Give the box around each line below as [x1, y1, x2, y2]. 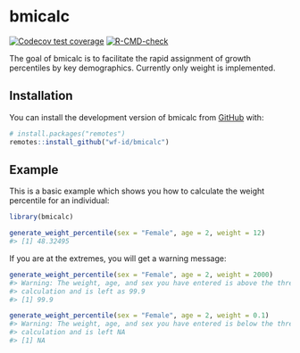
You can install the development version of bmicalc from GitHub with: [9, 111, 264, 122]
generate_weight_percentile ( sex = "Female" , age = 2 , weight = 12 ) [9, 229, 266, 238]
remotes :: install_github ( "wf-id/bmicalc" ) [9, 137, 170, 146]
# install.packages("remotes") [9, 129, 126, 138]
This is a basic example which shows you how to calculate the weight [9, 185, 265, 197]
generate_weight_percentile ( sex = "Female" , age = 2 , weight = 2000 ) [9, 270, 274, 279]
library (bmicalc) [9, 212, 74, 222]
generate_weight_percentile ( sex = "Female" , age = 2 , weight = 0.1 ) [9, 311, 270, 320]
